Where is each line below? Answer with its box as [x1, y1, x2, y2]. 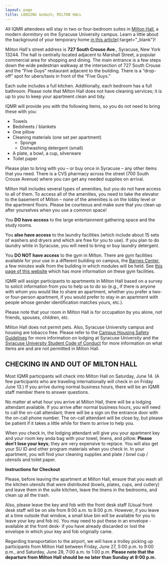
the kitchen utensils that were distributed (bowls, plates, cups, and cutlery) [5, 482, 159, 488]
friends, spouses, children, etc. [5, 314, 69, 320]
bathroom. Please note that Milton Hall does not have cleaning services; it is [5, 88, 162, 94]
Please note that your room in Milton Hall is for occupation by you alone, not [5, 309, 162, 315]
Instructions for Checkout [5, 467, 60, 473]
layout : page [5, 7, 33, 13]
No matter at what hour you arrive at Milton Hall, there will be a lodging [5, 399, 151, 405]
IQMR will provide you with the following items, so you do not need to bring [5, 103, 160, 109]
